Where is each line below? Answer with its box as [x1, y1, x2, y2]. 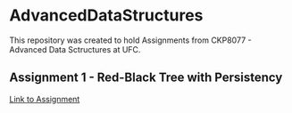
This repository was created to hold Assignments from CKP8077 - [9, 35, 252, 45]
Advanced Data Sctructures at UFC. [9, 44, 141, 54]
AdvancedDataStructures [9, 5, 204, 26]
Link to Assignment [9, 93, 80, 104]
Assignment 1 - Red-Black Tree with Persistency [9, 70, 283, 85]
